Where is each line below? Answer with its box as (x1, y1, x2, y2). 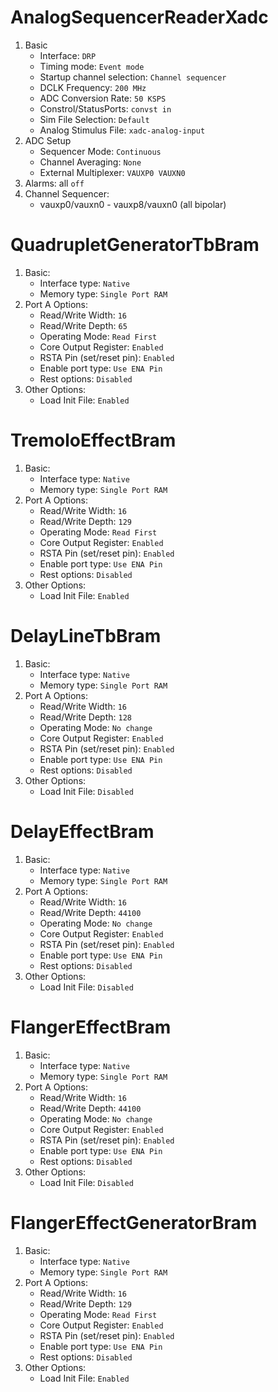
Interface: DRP (39, 49, 97, 61)
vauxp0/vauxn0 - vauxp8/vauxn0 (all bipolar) (39, 198, 227, 210)
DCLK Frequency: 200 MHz (39, 81, 147, 93)
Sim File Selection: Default (39, 113, 150, 125)
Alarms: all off (24, 177, 85, 189)
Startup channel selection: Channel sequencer (39, 71, 227, 83)
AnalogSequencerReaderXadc (10, 6, 269, 29)
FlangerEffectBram (10, 1016, 172, 1038)
